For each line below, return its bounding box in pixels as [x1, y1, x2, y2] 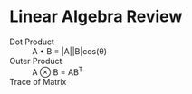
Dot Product [9, 36, 54, 47]
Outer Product [9, 55, 62, 66]
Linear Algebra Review [9, 6, 183, 27]
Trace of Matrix [9, 76, 67, 87]
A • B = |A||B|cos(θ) [32, 45, 107, 56]
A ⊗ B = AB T [32, 65, 83, 78]
